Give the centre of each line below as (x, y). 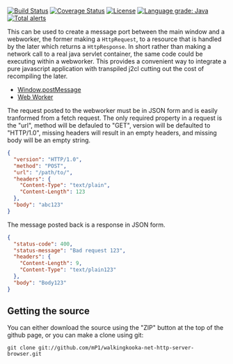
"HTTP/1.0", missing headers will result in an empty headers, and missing (112, 133)
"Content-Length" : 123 (53, 192)
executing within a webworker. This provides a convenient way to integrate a (117, 61)
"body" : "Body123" (40, 282)
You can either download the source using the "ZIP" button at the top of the (115, 328)
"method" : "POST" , (40, 166)
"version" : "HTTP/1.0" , (48, 159)
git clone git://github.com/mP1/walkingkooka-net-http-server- (101, 348)
